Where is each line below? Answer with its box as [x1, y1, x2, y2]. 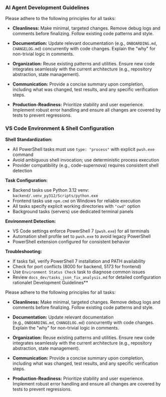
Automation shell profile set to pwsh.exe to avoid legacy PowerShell [12, 233, 151, 239]
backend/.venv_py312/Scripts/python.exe [12, 193, 98, 198]
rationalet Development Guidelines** [12, 279, 89, 285]
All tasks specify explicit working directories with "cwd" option [12, 203, 140, 209]
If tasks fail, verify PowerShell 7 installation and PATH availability [12, 258, 145, 264]
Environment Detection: [5, 218, 56, 224]
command [12, 151, 34, 157]
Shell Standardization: [5, 136, 53, 142]
